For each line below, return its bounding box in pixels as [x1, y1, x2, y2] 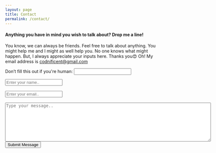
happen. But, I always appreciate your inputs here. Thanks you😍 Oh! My [5, 53, 154, 59]
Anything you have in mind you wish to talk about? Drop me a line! [5, 32, 144, 38]
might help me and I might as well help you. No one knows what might [5, 48, 148, 54]
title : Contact [5, 12, 37, 17]
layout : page [5, 7, 32, 12]
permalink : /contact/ [5, 16, 50, 21]
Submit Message [7, 142, 39, 147]
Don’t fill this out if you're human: [5, 68, 73, 74]
